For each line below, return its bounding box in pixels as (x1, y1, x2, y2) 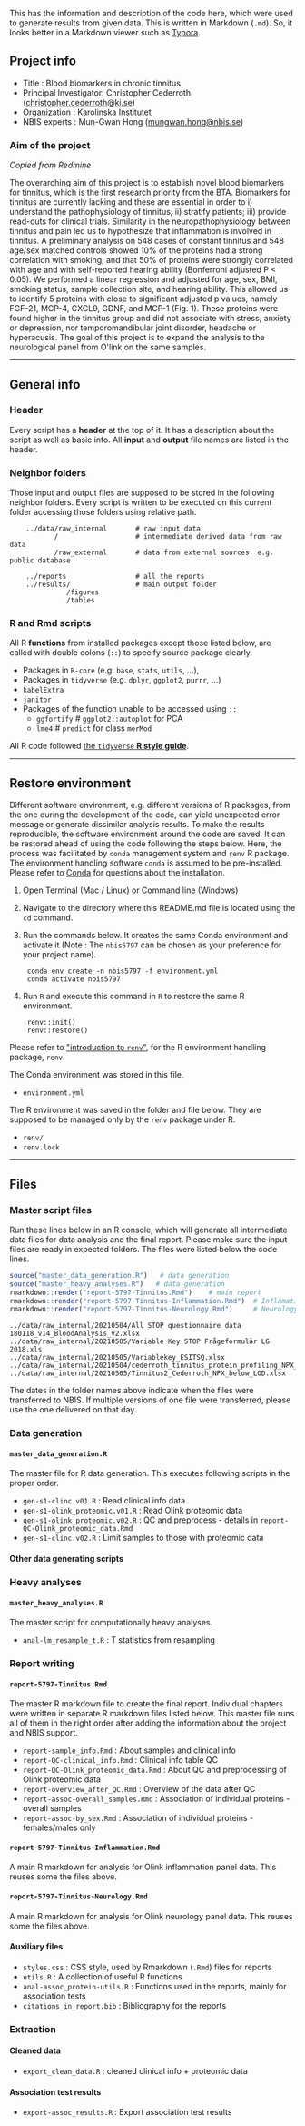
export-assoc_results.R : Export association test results (22, 2107, 232, 2118)
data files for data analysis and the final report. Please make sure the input (9, 1233, 288, 1245)
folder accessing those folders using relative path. (9, 507, 197, 518)
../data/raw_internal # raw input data (25, 524, 202, 533)
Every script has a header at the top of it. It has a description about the (9, 424, 275, 435)
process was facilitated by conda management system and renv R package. (9, 848, 290, 859)
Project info (9, 54, 77, 69)
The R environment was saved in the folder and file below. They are (9, 1105, 261, 1116)
